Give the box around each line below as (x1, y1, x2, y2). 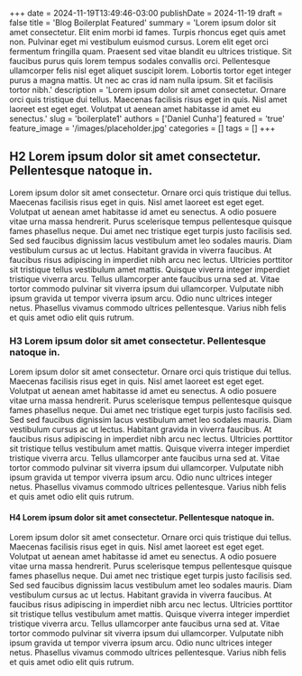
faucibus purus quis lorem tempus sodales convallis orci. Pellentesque (9, 56, 270, 66)
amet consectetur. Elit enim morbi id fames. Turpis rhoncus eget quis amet (9, 27, 287, 37)
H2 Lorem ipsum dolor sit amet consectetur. (9, 149, 261, 164)
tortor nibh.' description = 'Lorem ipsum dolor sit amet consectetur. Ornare (9, 85, 287, 95)
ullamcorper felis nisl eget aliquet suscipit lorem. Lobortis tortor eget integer (9, 65, 292, 76)
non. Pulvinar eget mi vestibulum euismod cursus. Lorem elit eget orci (9, 36, 269, 47)
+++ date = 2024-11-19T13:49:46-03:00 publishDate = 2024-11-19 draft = (9, 8, 283, 18)
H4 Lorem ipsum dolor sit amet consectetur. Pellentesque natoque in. (9, 512, 275, 522)
